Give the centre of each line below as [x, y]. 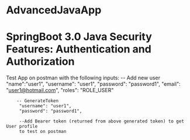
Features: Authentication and [79, 49]
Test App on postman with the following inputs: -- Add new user [83, 78]
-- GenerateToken [38, 101]
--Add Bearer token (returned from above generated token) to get [101, 121]
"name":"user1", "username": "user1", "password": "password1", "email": [94, 84]
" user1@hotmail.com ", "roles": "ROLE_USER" [60, 90]
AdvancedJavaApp [54, 10]
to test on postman [43, 132]
